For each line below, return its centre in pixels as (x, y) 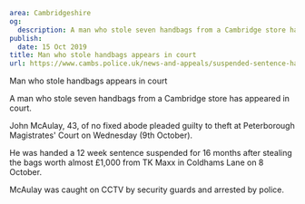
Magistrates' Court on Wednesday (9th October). (101, 135)
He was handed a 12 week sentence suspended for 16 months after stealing (151, 153)
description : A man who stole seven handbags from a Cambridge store (152, 30)
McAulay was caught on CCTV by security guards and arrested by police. (147, 189)
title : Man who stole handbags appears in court (103, 55)
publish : (26, 38)
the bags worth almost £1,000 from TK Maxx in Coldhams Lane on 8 (137, 162)
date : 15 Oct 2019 (53, 47)
